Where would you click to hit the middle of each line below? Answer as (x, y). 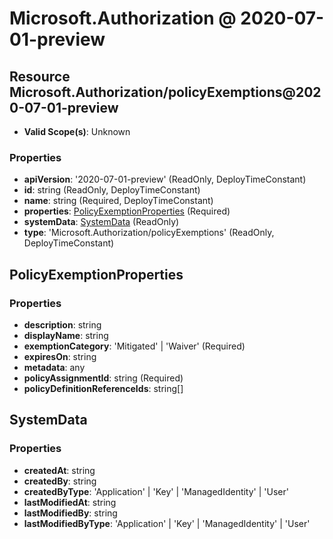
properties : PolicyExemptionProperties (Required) (127, 211)
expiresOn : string (60, 356)
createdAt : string (59, 470)
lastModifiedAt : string (70, 502)
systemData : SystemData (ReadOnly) (101, 222)
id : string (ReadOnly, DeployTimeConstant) (112, 190)
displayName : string (66, 335)
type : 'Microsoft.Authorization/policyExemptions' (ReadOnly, (149, 233)
